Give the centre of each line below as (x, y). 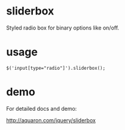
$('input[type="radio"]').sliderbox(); (56, 68)
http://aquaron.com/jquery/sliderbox (51, 120)
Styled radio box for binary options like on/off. (63, 28)
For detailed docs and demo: (42, 108)
